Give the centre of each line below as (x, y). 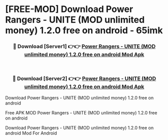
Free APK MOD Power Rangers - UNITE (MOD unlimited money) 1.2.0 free (81, 112)
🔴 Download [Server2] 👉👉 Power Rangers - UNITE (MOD (84, 78)
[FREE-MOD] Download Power (69, 9)
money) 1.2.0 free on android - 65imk (84, 30)
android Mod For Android (31, 133)
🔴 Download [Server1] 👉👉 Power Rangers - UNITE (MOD (84, 46)
